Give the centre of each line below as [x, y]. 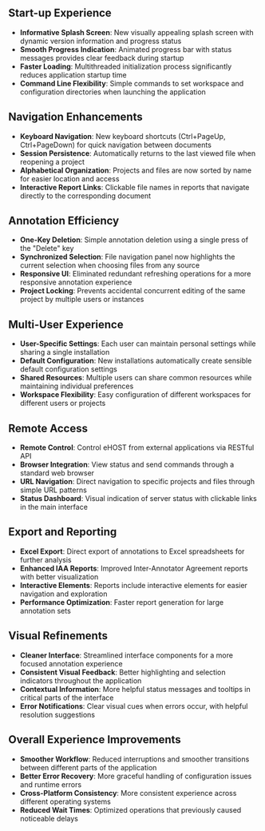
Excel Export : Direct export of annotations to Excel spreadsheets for [132, 551]
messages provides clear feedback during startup [102, 58]
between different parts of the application [88, 767]
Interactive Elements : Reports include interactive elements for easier [133, 585]
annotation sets [45, 610]
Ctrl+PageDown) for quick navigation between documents [115, 145]
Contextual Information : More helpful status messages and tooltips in [135, 689]
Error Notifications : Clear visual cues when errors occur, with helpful [134, 706]
